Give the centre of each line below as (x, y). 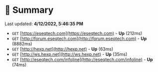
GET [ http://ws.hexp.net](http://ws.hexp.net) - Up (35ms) (70, 54)
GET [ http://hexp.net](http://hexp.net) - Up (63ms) (63, 49)
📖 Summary (29, 10)
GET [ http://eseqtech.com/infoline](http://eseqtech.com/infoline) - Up (82, 59)
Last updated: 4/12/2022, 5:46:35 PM (44, 24)
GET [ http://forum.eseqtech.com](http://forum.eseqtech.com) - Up (79, 38)
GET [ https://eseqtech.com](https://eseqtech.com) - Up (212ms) (77, 33)
